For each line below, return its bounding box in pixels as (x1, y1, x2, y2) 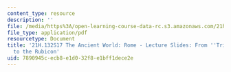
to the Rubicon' (13, 49, 60, 56)
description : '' (7, 16, 54, 23)
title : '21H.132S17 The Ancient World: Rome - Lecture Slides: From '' (7, 42, 217, 49)
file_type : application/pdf (7, 29, 88, 36)
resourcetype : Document (7, 36, 76, 43)
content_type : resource (7, 10, 76, 17)
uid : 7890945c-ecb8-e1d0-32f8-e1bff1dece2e (7, 55, 134, 62)
